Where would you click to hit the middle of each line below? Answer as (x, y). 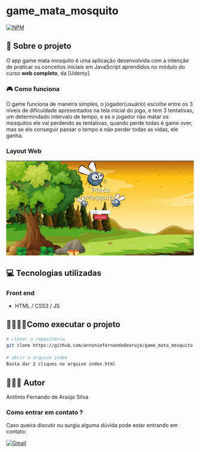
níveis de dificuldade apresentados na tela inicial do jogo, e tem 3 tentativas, (100, 111)
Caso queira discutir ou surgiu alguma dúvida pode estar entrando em (92, 425)
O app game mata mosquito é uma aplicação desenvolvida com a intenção (98, 60)
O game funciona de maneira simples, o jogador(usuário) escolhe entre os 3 (100, 104)
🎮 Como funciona (33, 89)
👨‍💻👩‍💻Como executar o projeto (63, 324)
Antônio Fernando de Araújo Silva (47, 397)
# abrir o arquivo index (37, 358)
